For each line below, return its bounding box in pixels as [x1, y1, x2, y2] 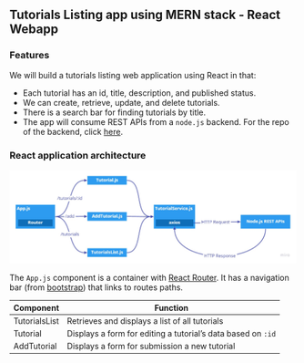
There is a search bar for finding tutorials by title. [22, 107, 207, 118]
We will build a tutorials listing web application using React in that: [9, 69, 257, 80]
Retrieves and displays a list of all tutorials [66, 315, 224, 327]
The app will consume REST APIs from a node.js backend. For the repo [22, 116, 289, 127]
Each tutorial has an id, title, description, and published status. [22, 87, 257, 99]
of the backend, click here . [22, 126, 124, 137]
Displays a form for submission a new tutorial [66, 341, 236, 352]
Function [154, 302, 189, 313]
